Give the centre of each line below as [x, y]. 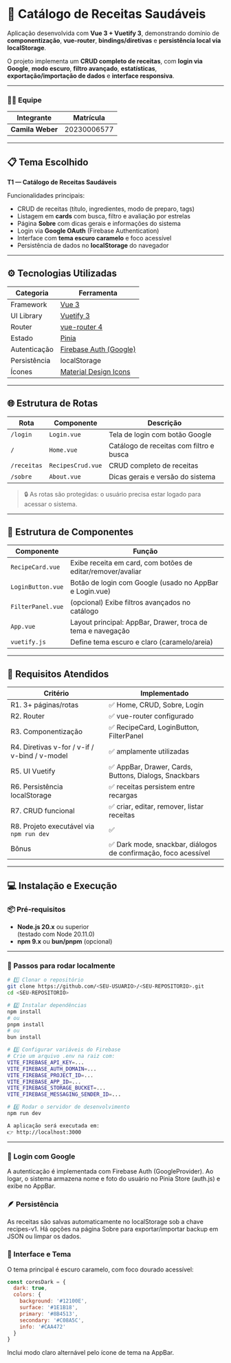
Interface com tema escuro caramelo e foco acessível [94, 238]
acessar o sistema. [51, 504]
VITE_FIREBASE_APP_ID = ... [44, 1082]
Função [145, 552]
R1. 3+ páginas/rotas [45, 705]
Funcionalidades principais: [46, 196]
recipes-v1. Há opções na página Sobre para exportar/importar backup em [113, 1229]
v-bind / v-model [39, 756]
